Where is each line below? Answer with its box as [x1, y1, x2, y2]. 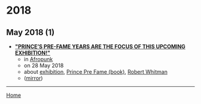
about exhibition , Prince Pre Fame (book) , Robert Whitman [23, 68, 167, 75]
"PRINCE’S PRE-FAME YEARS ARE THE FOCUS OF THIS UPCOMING [14, 43, 185, 50]
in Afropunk [23, 56, 53, 62]
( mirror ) [23, 75, 43, 81]
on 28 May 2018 [23, 62, 64, 69]
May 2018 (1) [6, 27, 55, 37]
